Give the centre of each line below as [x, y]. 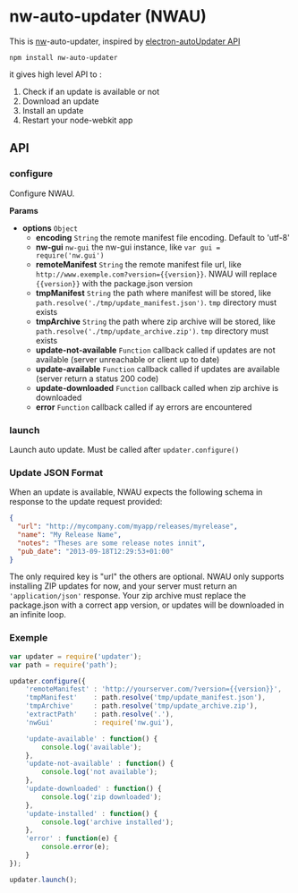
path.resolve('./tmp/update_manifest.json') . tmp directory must [156, 302]
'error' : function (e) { [72, 838]
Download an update [61, 101]
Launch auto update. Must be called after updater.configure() [124, 449]
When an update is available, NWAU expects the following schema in [136, 492]
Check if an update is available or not [91, 91]
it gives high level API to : [55, 74]
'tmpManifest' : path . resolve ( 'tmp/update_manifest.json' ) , [146, 698]
